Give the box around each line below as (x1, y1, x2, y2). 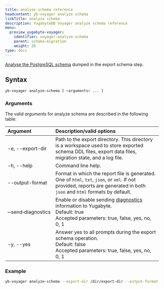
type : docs (5, 48, 27, 53)
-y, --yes (7, 241, 31, 248)
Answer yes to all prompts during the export (55, 229, 156, 236)
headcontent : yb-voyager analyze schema (5, 12, 89, 17)
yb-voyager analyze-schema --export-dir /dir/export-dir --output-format (5, 279, 159, 284)
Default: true (55, 208, 84, 215)
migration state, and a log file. (55, 154, 123, 161)
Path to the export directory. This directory (55, 136, 153, 143)
